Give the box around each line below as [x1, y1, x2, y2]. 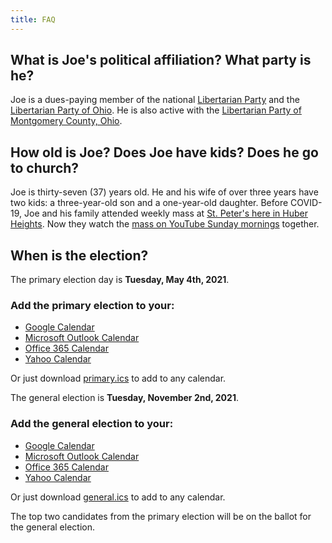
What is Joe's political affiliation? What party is [10, 52, 312, 69]
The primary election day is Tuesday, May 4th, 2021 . [10, 274, 230, 286]
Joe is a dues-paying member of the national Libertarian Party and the [10, 94, 300, 106]
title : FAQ [10, 14, 56, 25]
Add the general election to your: [10, 417, 174, 431]
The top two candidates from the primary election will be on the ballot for [10, 510, 312, 522]
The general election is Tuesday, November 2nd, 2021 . [10, 392, 239, 404]
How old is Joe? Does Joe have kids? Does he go [10, 144, 319, 161]
